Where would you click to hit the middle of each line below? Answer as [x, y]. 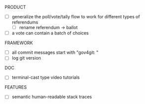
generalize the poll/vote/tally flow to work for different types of [76, 17]
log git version [26, 58]
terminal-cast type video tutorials [46, 77]
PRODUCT [15, 7]
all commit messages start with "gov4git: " [55, 52]
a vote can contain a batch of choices [50, 33]
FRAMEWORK [19, 43]
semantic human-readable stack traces [52, 97]
